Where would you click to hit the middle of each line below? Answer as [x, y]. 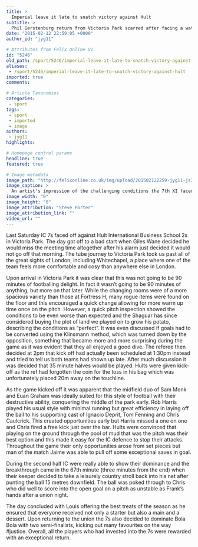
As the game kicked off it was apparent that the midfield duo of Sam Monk [96, 390]
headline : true [25, 159]
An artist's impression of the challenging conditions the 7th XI [95, 191]
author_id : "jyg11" [30, 39]
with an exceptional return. [39, 538]
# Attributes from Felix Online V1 [50, 50]
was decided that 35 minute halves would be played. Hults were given [91, 365]
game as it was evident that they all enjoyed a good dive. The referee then [96, 347]
